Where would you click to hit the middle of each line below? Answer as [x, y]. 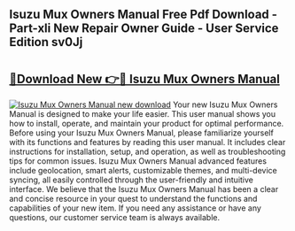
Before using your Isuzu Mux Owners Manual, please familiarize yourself [142, 133]
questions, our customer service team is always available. [115, 217]
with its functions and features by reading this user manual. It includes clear [147, 142]
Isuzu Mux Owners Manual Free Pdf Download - [143, 15]
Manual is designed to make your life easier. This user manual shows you [143, 114]
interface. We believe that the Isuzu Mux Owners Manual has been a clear [144, 189]
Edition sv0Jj [46, 42]
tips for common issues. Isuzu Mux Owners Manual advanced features [138, 161]
